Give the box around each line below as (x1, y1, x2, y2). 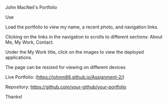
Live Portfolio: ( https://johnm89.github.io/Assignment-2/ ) (5, 74, 125, 80)
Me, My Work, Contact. (5, 39, 54, 45)
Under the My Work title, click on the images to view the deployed (5, 49, 144, 55)
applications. (5, 54, 32, 60)
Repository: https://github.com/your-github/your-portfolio (5, 84, 127, 90)
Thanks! (5, 94, 22, 99)
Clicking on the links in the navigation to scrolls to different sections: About (5, 34, 163, 40)
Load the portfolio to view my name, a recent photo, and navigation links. (5, 24, 159, 30)
